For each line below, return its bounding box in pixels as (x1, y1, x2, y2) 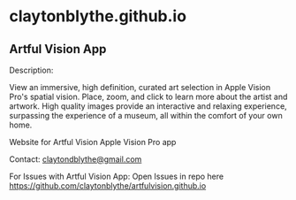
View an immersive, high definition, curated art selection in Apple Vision (9, 82, 271, 92)
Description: (9, 65, 54, 75)
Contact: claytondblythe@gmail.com (9, 154, 142, 165)
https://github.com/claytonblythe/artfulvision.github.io (9, 181, 207, 191)
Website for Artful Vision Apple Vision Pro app (9, 137, 177, 147)
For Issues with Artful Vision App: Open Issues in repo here (9, 171, 224, 181)
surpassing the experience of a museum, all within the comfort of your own (9, 111, 283, 120)
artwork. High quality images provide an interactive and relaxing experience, (9, 101, 287, 112)
